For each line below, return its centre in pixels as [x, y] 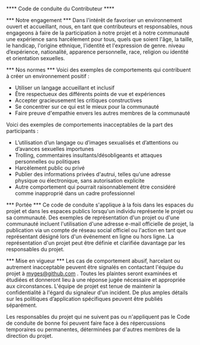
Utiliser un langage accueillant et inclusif [64, 88]
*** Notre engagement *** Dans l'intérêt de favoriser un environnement [94, 20]
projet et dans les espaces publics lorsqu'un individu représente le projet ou [100, 211]
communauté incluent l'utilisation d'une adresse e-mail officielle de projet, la [100, 224]
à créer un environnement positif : [48, 76]
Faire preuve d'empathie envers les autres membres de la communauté [102, 113]
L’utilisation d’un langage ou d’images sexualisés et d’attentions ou [97, 142]
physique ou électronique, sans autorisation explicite [80, 181]
